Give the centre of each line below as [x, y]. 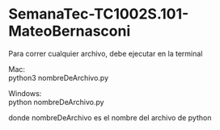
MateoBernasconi [70, 31]
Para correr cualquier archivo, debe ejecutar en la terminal [106, 53]
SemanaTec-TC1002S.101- [99, 14]
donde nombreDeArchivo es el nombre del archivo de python [110, 117]
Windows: [25, 93]
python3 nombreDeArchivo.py [59, 78]
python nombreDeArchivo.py [56, 102]
